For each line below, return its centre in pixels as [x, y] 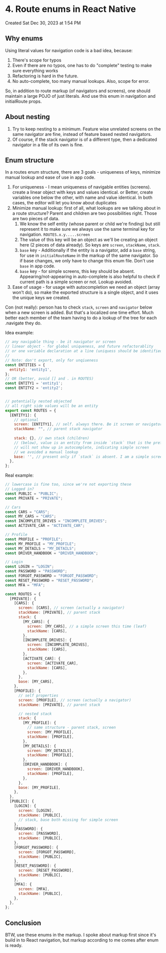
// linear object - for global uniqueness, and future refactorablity [79, 347]
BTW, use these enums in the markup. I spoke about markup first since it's [81, 935]
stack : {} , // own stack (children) [52, 438]
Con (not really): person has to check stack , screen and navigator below [79, 307]
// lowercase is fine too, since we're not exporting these [68, 485]
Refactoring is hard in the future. [45, 76]
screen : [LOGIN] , [36, 810]
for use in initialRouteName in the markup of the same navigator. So [89, 255]
